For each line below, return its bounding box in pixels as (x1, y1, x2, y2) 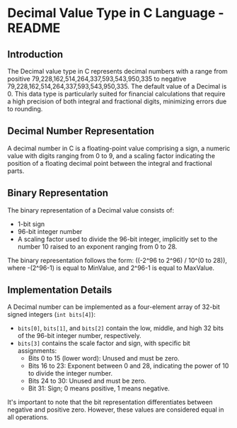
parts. (7, 167, 25, 175)
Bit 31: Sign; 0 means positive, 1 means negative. (28, 384, 170, 393)
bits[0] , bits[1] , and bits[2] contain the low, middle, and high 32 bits (17, 324, 224, 332)
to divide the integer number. (28, 369, 113, 378)
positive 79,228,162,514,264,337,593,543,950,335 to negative (7, 74, 187, 83)
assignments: (17, 347, 57, 355)
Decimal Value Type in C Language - (7, 5, 224, 21)
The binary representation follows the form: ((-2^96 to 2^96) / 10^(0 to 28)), (7, 256, 228, 264)
